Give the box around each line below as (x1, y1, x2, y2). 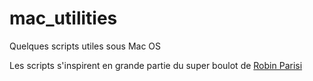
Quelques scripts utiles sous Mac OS (9, 40, 162, 52)
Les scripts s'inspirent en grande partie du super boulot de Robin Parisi (9, 59, 303, 71)
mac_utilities (9, 7, 118, 30)
